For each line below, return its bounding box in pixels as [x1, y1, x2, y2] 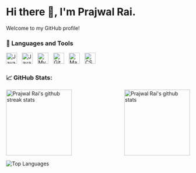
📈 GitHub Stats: [6, 74, 52, 82]
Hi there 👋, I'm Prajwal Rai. [6, 5, 136, 19]
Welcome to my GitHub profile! [6, 25, 80, 32]
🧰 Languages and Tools [6, 39, 73, 47]
